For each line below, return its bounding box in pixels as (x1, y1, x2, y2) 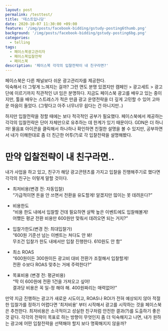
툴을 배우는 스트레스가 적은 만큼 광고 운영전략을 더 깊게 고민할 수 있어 (16, 96, 151, 103)
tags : (5, 45, 17, 50)
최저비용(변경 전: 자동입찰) (12, 186, 64, 192)
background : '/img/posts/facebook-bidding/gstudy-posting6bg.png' (5, 31, 147, 36)
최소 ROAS (12, 249, 34, 255)
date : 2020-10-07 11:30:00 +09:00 (5, 21, 78, 27)
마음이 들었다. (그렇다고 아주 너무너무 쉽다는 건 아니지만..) (10, 103, 123, 109)
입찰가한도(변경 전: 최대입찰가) (12, 226, 73, 232)
